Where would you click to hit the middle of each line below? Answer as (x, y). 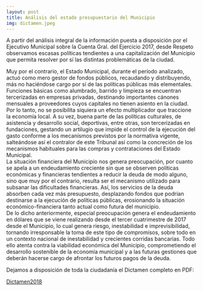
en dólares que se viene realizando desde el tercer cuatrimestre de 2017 (96, 219)
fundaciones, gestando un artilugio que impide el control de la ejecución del (101, 129)
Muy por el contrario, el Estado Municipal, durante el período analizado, (95, 72)
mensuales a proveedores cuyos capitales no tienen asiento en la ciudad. (98, 104)
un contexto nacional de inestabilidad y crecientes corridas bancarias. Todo (101, 239)
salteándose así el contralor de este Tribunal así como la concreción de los (99, 142)
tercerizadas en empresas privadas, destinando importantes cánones (93, 97)
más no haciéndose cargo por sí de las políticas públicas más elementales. (99, 84)
